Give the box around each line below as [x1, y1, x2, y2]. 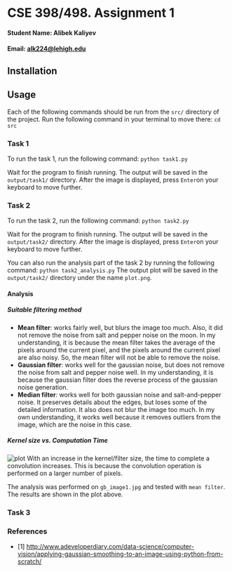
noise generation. [17, 383, 69, 391]
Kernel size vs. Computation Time [7, 437, 109, 445]
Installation [7, 65, 57, 77]
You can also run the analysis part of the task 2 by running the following [7, 258, 215, 267]
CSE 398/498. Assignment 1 [7, 5, 175, 21]
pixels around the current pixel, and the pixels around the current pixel [17, 345, 221, 354]
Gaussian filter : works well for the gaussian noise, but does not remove [17, 360, 225, 369]
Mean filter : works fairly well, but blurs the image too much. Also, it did [17, 323, 223, 331]
